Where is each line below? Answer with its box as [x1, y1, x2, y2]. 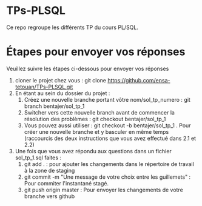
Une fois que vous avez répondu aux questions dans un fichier [15, 147, 172, 154]
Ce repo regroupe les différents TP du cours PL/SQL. [6, 24, 138, 31]
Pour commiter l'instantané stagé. [24, 179, 109, 187]
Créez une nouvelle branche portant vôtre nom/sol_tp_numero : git [24, 96, 191, 103]
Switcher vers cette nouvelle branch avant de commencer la [24, 108, 175, 116]
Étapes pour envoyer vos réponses [6, 45, 186, 59]
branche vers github [24, 192, 75, 200]
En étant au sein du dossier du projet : [15, 89, 110, 97]
